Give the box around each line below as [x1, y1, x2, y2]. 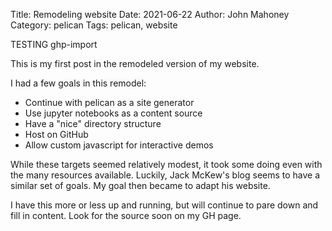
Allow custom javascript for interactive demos [24, 139, 214, 151]
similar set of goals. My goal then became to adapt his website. [10, 180, 271, 191]
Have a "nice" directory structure [24, 118, 162, 129]
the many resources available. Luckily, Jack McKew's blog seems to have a [10, 169, 321, 181]
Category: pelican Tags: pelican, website [10, 19, 178, 31]
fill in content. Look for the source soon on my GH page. [10, 210, 242, 221]
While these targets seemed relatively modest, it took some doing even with [10, 159, 323, 170]
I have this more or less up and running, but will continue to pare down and [10, 199, 319, 211]
